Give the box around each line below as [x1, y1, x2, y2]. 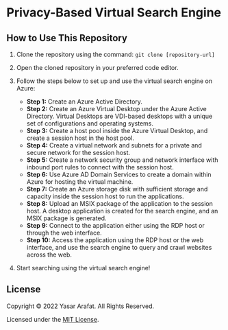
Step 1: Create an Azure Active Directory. [26, 97, 143, 106]
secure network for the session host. [26, 149, 131, 156]
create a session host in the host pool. [26, 134, 134, 142]
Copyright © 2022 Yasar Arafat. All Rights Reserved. [6, 302, 155, 310]
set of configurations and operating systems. [26, 119, 153, 128]
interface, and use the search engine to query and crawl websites [26, 244, 212, 251]
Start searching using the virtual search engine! [16, 264, 151, 272]
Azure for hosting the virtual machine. [26, 178, 134, 186]
